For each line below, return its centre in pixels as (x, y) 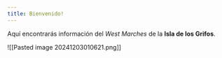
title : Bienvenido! (36, 14)
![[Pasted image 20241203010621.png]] (64, 47)
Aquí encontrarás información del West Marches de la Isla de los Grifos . (111, 34)
